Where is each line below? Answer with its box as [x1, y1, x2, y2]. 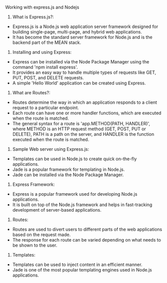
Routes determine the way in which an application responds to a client [12, 99, 157, 105]
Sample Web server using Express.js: [12, 146, 89, 152]
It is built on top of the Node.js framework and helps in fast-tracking [12, 202, 152, 208]
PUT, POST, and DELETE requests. [12, 75, 84, 80]
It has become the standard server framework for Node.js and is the [12, 34, 152, 40]
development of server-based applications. [12, 207, 101, 213]
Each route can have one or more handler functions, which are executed [12, 110, 161, 116]
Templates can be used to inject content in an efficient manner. [12, 262, 142, 268]
